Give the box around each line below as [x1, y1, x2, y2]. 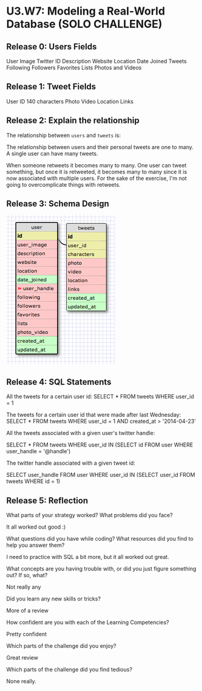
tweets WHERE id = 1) [6, 477, 61, 485]
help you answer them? [6, 541, 65, 549]
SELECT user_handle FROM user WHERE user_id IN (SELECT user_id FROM [6, 471, 195, 479]
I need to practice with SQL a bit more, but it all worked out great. [6, 554, 170, 561]
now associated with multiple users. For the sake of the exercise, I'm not [6, 175, 187, 182]
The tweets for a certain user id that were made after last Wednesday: [6, 411, 181, 418]
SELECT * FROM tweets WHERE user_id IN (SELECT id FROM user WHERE [6, 441, 194, 448]
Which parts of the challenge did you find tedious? [6, 666, 132, 673]
